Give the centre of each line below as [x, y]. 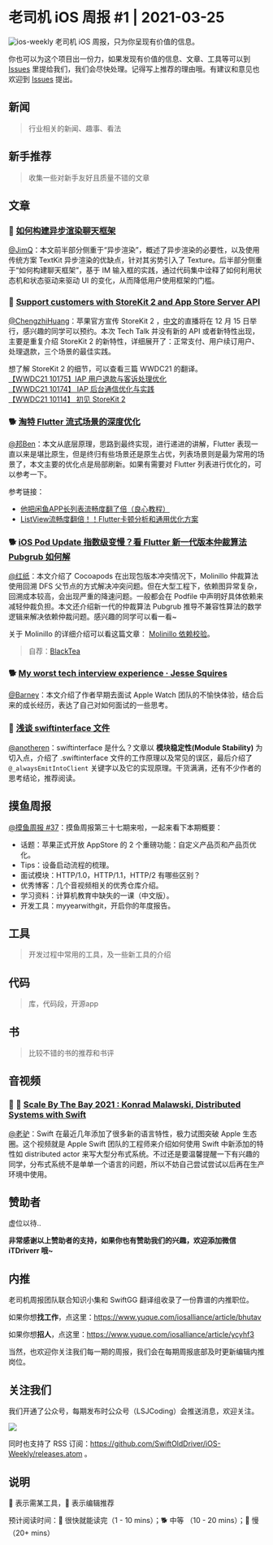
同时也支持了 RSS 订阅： [50, 1443]
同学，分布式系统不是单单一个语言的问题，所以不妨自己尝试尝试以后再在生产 [136, 1164]
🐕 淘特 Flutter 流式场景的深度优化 [74, 422]
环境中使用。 [30, 1174]
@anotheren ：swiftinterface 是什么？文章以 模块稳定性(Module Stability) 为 [136, 747]
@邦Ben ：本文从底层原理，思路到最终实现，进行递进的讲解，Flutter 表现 [130, 444]
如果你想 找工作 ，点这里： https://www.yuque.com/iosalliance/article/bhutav [135, 1317]
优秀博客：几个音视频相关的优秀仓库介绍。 [91, 885]
